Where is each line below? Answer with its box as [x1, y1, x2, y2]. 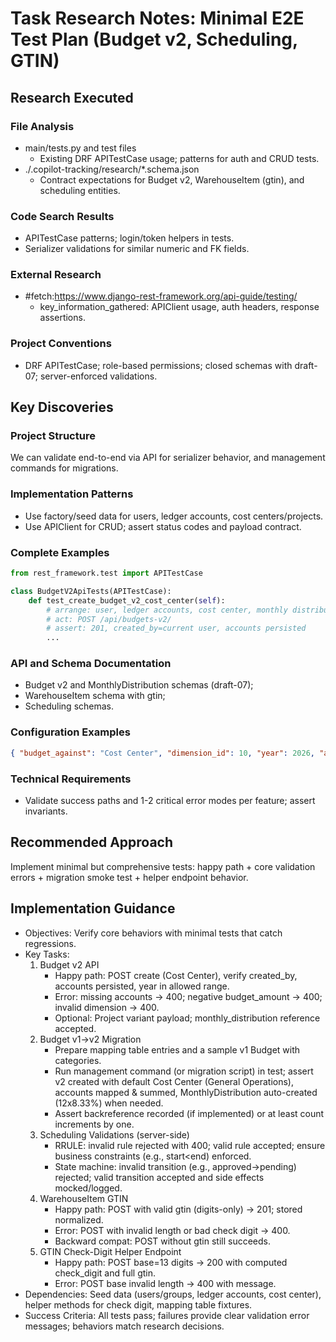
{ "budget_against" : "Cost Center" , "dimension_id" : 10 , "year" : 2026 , [10, 748, 316, 758]
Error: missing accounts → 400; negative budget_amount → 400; [54, 990, 323, 1002]
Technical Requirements [10, 772, 132, 786]
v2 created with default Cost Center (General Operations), [54, 1075, 294, 1087]
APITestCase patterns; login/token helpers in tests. [24, 232, 235, 244]
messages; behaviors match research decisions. [24, 1320, 225, 1332]
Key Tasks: [24, 948, 70, 960]
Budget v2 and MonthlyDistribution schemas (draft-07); [24, 679, 254, 691]
